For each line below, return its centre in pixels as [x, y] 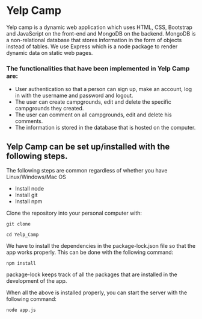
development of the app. [37, 281]
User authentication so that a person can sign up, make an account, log [103, 89]
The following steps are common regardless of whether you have [87, 171]
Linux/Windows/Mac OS [36, 177]
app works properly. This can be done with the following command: [90, 252]
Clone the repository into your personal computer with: [74, 213]
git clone [19, 224]
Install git [26, 195]
